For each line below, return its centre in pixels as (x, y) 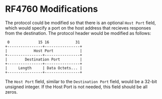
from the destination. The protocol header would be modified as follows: (78, 33)
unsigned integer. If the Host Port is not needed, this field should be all (76, 87)
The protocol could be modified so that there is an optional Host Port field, (81, 23)
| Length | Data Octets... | (44, 68)
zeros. (12, 92)
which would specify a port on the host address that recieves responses (78, 28)
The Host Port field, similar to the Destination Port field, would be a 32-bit (81, 81)
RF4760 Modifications (52, 9)
